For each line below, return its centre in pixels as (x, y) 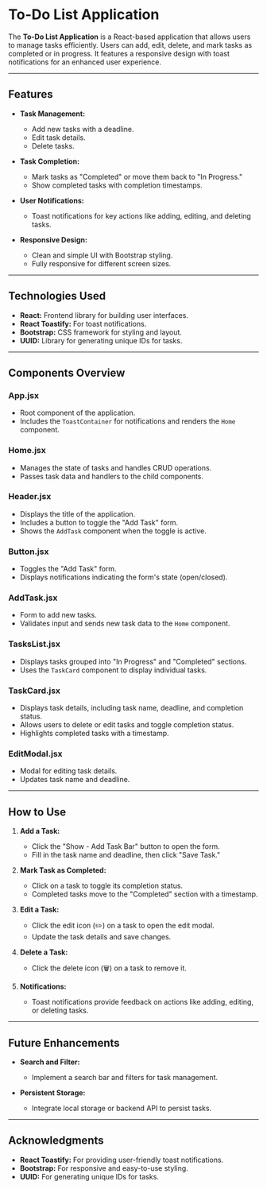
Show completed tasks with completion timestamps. (117, 185)
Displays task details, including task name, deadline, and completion (132, 708)
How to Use (37, 812)
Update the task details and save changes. (101, 937)
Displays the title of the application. (77, 513)
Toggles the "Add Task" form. (68, 569)
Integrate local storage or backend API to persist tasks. (122, 1108)
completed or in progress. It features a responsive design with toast (119, 53)
